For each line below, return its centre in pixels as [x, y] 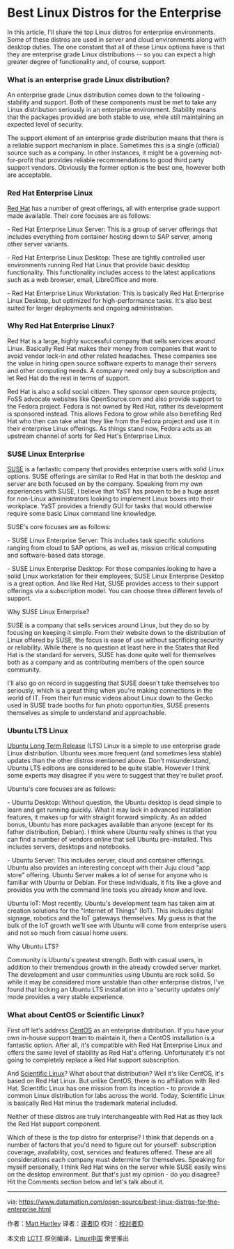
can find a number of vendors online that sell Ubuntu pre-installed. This [110, 840]
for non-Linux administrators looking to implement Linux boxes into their [111, 498]
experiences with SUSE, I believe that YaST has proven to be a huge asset [113, 492]
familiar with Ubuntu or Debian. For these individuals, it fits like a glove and [114, 883]
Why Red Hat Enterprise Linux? [61, 326]
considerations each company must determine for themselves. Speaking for [116, 1159]
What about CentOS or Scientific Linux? [76, 1015]
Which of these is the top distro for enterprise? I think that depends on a [111, 1137]
